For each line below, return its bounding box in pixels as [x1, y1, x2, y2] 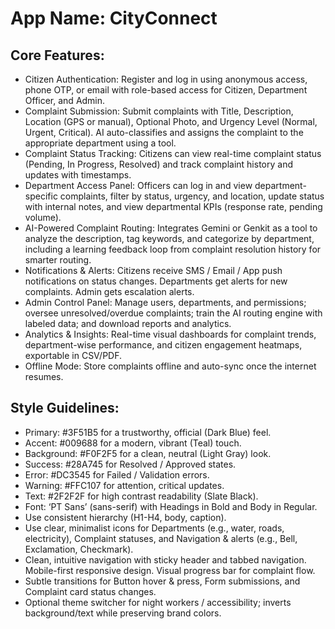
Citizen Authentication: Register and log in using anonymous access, [24, 73, 308, 85]
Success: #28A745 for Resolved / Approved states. [24, 458, 237, 470]
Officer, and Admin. [24, 95, 106, 106]
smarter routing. [24, 254, 92, 266]
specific [24, 190, 58, 202]
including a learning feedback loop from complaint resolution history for [24, 243, 322, 255]
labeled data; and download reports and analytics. [24, 318, 232, 329]
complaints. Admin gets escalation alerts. [24, 286, 195, 297]
